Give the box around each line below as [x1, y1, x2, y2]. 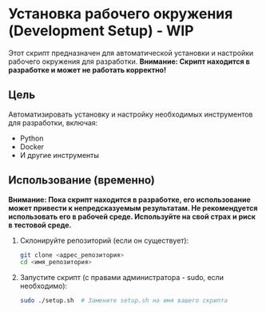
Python [19, 133, 44, 143]
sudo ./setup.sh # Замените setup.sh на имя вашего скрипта [19, 297, 228, 305]
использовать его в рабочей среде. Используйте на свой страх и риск [8, 211, 256, 221]
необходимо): [19, 281, 68, 291]
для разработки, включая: [8, 117, 98, 128]
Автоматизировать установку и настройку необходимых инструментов [8, 109, 253, 119]
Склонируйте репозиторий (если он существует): [19, 235, 189, 245]
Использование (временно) [8, 173, 156, 188]
